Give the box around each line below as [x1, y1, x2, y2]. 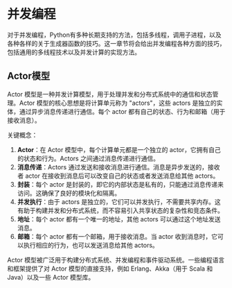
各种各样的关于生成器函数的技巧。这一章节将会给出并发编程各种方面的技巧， [7, 39, 226, 47]
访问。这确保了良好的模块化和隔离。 [17, 189, 121, 197]
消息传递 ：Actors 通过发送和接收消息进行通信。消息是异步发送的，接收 [17, 162, 220, 171]
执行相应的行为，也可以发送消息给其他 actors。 [23, 241, 159, 249]
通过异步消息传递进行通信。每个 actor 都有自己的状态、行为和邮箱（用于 [19, 107, 226, 115]
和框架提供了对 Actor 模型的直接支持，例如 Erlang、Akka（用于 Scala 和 [7, 264, 213, 273]
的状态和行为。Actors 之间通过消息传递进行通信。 [17, 154, 159, 162]
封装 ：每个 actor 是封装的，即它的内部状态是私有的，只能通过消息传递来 [17, 180, 224, 188]
